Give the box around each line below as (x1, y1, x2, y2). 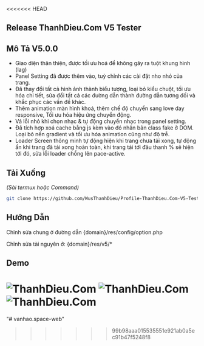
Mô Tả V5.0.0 (6, 43, 58, 54)
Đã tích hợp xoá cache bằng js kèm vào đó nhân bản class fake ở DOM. (15, 124, 194, 131)
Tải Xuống (6, 167, 46, 178)
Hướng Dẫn (6, 212, 50, 223)
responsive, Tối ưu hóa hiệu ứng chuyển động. (15, 111, 132, 119)
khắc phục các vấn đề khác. (15, 99, 86, 106)
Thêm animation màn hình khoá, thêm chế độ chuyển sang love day (15, 105, 185, 112)
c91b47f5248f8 (112, 334, 151, 341)
